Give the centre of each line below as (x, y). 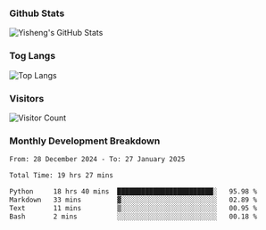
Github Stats (37, 13)
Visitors (27, 98)
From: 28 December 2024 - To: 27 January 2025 (97, 160)
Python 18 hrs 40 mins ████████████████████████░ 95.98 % (133, 191)
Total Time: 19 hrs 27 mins (62, 176)
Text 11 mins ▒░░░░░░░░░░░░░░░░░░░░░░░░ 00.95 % (133, 208)
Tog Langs (33, 56)
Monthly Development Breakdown (85, 141)
